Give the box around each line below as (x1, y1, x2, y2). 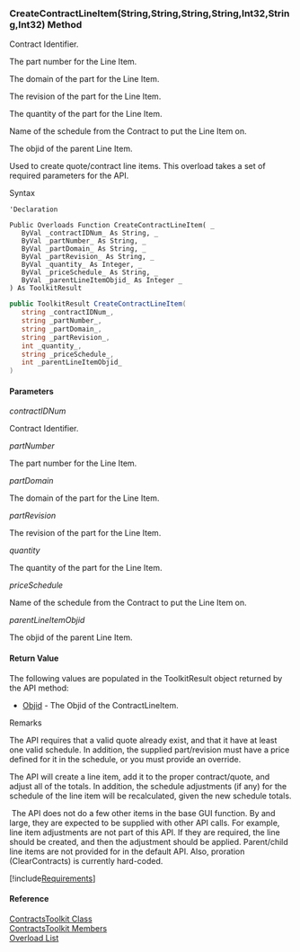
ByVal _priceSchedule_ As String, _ (21, 268, 159, 277)
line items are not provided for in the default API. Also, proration (9, 846, 245, 857)
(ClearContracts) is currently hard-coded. (9, 855, 163, 866)
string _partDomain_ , (21, 325, 102, 334)
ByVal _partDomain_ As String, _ (21, 245, 146, 254)
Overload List (9, 932, 59, 943)
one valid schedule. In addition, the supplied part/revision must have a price (9, 744, 290, 755)
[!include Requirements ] (9, 873, 96, 884)
